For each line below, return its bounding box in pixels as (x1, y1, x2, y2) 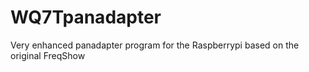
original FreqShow (10, 49, 86, 61)
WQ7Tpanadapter (10, 6, 162, 29)
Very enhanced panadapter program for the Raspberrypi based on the (10, 39, 300, 51)
